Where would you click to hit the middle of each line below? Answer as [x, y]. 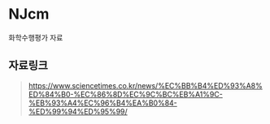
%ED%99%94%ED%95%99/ [78, 111]
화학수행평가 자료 [36, 37]
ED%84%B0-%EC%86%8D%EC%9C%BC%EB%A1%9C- [126, 94]
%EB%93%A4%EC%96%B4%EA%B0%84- [102, 103]
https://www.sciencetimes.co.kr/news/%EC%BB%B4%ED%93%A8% [145, 85]
